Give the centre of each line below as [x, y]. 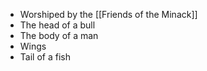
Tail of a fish [45, 57]
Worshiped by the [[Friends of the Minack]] [108, 14]
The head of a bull [57, 25]
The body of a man [59, 35]
